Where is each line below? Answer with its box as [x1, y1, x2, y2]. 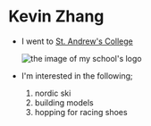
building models [34, 97, 95, 108]
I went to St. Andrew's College [21, 36, 133, 46]
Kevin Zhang [8, 6, 105, 27]
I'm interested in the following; [21, 70, 133, 81]
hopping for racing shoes [34, 106, 128, 117]
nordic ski [34, 88, 71, 98]
